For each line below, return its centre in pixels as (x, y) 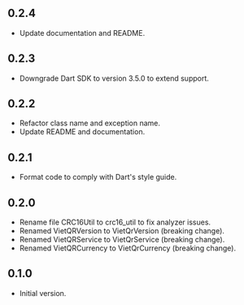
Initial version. (43, 293)
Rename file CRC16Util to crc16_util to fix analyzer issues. (115, 222)
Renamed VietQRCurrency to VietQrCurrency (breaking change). (128, 248)
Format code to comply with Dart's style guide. (98, 177)
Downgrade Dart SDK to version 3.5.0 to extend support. (114, 78)
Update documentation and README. (82, 33)
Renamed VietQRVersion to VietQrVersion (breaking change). (122, 231)
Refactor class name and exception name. (89, 123)
